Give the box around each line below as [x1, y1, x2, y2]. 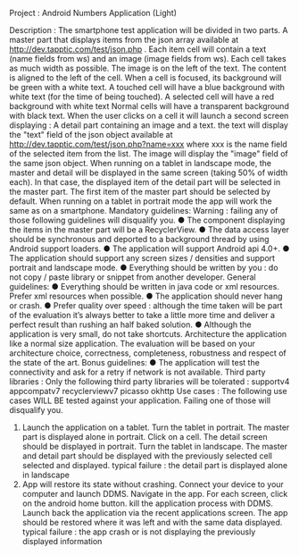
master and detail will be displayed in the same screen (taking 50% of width [9, 167, 288, 178]
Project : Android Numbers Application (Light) [9, 8, 177, 18]
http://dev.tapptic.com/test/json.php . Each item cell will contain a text [9, 44, 267, 55]
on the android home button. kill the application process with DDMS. [21, 498, 274, 509]
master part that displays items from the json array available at [9, 35, 239, 45]
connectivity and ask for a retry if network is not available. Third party [9, 366, 266, 377]
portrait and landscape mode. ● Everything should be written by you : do [9, 263, 278, 273]
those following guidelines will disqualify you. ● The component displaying [9, 214, 286, 225]
